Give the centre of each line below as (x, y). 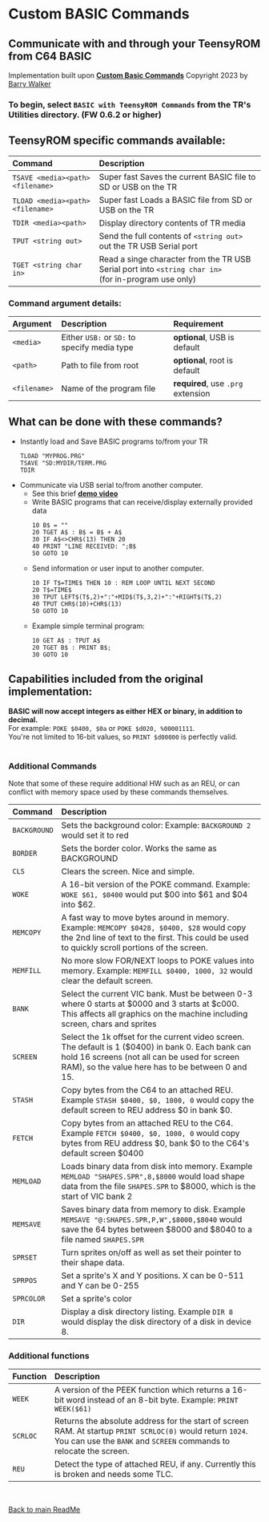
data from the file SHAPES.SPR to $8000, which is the (159, 1186)
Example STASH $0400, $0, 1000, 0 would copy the (158, 1100)
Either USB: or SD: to (98, 338)
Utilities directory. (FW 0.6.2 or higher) (85, 115)
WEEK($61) (73, 1409)
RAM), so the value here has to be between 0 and (154, 1066)
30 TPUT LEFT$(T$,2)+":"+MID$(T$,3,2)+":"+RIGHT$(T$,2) (127, 597)
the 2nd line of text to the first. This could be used (155, 937)
